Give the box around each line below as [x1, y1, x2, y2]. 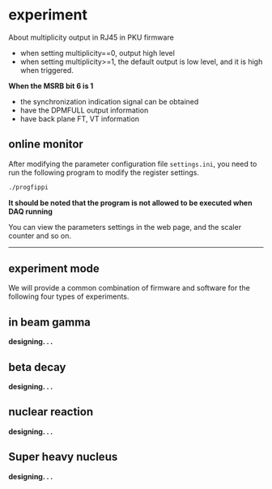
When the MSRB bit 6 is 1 [8, 81, 94, 91]
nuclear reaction [8, 405, 94, 419]
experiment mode [8, 262, 100, 276]
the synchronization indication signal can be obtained [19, 96, 199, 106]
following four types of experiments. [8, 291, 130, 301]
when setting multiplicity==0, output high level [19, 48, 176, 57]
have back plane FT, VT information [19, 113, 140, 123]
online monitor [8, 138, 83, 151]
